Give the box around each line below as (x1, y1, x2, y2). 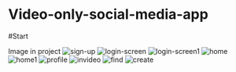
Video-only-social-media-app (8, 5, 208, 23)
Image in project (8, 46, 61, 56)
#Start (8, 31, 29, 41)
